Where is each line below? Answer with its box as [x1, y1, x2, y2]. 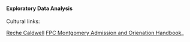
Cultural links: [6, 18, 40, 25]
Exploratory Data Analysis [6, 5, 73, 12]
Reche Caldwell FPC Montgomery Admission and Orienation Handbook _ [6, 30, 184, 37]
